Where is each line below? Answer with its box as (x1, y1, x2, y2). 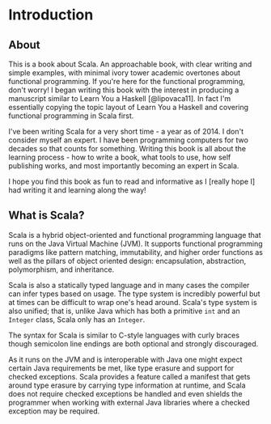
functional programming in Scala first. (8, 111, 134, 121)
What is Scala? (8, 209, 85, 223)
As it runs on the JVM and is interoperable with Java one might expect (8, 354, 243, 364)
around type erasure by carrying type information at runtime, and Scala (8, 380, 246, 390)
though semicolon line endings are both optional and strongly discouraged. (8, 338, 259, 349)
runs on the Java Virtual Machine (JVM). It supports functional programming (8, 239, 263, 248)
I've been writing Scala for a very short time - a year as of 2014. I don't (8, 127, 244, 136)
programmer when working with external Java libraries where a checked (8, 397, 251, 407)
